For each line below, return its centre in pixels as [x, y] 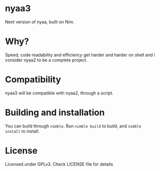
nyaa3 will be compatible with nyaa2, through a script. [59, 93]
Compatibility [33, 80]
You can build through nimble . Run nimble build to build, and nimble [73, 126]
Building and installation [55, 112]
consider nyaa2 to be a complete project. [46, 60]
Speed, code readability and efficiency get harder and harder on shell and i [80, 55]
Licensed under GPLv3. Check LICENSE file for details [59, 164]
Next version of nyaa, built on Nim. [40, 22]
